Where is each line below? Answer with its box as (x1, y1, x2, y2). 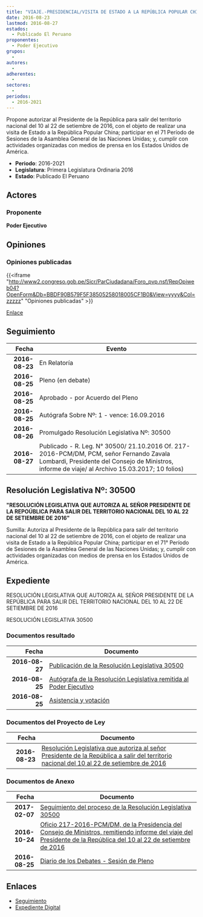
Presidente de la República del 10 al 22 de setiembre (40, 836, 190, 844)
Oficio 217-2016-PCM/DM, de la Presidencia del (40, 821, 182, 829)
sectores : (6, 82, 31, 88)
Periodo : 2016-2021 (14, 159, 65, 167)
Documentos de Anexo (6, 777, 75, 785)
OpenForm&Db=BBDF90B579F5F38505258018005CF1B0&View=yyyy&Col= (6, 291, 196, 298)
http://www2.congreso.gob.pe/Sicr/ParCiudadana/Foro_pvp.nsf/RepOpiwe (8, 278, 195, 285)
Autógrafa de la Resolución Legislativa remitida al (49, 675, 189, 683)
